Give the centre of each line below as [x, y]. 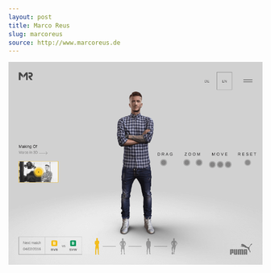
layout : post [30, 17]
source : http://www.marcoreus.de [65, 43]
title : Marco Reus [39, 25]
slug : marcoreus [35, 34]
